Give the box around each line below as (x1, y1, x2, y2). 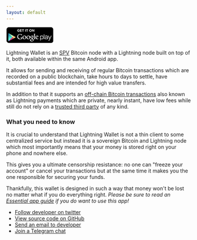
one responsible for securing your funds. (6, 173, 105, 180)
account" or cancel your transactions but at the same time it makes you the (6, 167, 188, 174)
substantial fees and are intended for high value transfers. (6, 79, 146, 86)
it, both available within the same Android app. (6, 55, 119, 62)
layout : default (6, 9, 46, 15)
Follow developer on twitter (14, 208, 81, 215)
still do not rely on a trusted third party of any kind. (6, 103, 129, 110)
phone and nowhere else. (6, 150, 68, 157)
